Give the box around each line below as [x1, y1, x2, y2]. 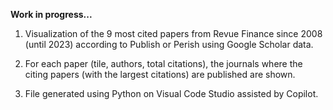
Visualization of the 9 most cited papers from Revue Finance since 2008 [24, 28, 323, 39]
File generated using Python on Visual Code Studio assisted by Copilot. [24, 88, 319, 99]
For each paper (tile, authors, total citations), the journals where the [24, 58, 303, 69]
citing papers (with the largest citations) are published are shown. [24, 69, 296, 80]
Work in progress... [10, 9, 93, 20]
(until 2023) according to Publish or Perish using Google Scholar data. [24, 39, 314, 50]
